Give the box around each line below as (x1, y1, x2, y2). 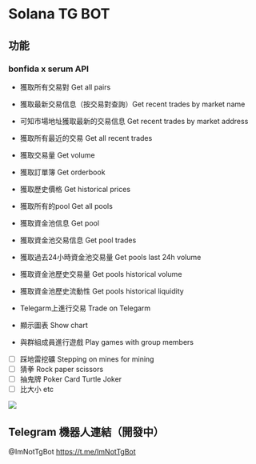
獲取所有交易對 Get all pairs (19, 82, 111, 92)
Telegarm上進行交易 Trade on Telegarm (19, 303, 151, 313)
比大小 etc (19, 385, 54, 394)
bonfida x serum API (8, 63, 90, 74)
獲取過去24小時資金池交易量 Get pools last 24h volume (19, 252, 202, 262)
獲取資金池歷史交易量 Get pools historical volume (19, 269, 182, 278)
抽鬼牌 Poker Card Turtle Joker (19, 374, 122, 384)
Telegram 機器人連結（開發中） (8, 425, 164, 438)
